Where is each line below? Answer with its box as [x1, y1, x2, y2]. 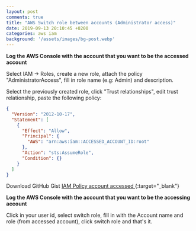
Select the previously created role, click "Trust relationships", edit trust [6, 88, 179, 95]
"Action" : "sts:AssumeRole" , [21, 150, 94, 156]
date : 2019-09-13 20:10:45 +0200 [6, 25, 89, 31]
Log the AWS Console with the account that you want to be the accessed [6, 53, 189, 59]
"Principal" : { [21, 133, 60, 139]
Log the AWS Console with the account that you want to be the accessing [6, 194, 191, 201]
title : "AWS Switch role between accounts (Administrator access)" [6, 20, 176, 25]
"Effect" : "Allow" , [21, 128, 70, 134]
